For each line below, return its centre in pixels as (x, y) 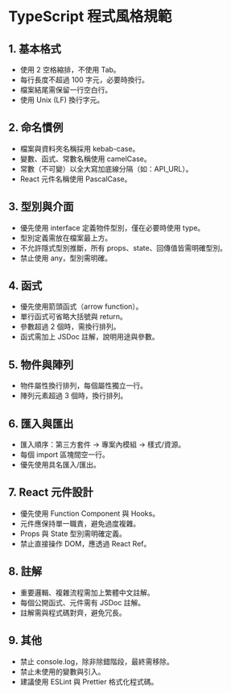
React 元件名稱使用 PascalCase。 (76, 179)
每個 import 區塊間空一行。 (65, 455)
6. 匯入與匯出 (41, 424)
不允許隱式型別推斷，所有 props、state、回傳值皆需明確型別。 (124, 247)
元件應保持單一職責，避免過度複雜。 (80, 523)
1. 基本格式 (35, 49)
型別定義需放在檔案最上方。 (66, 238)
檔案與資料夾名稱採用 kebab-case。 (80, 148)
